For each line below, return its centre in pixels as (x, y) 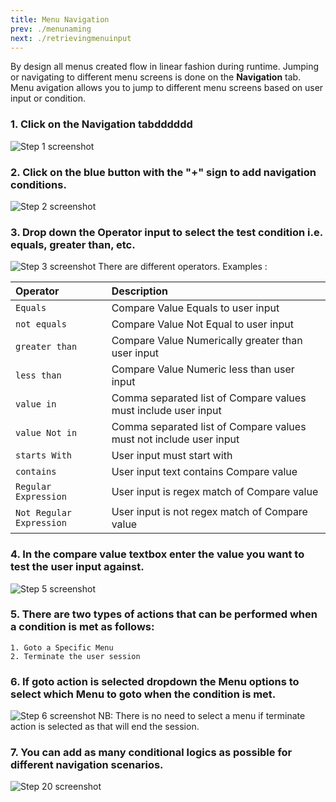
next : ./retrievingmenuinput (71, 38)
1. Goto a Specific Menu (62, 647)
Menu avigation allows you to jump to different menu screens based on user (167, 88)
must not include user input (175, 439)
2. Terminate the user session (75, 656)
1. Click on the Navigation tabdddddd (101, 124)
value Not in (46, 433)
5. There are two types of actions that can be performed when (164, 614)
